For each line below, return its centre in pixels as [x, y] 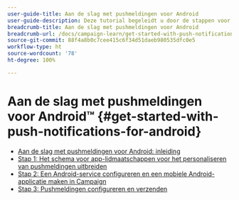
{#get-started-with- [158, 116]
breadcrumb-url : [31, 34]
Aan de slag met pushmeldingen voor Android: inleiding [99, 151]
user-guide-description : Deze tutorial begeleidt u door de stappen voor [119, 21]
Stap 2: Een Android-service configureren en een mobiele [102, 174]
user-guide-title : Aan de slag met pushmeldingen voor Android [103, 14]
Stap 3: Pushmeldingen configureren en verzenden [92, 189]
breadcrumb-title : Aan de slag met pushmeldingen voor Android [103, 27]
